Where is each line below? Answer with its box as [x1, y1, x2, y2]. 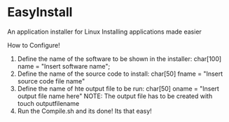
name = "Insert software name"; [17, 62, 111, 70]
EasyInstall [7, 4, 73, 20]
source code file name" [17, 76, 85, 85]
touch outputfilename [17, 99, 80, 107]
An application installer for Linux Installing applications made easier [7, 27, 202, 36]
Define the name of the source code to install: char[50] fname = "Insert [17, 69, 223, 78]
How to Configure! [7, 41, 61, 49]
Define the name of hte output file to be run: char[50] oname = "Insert [17, 84, 219, 93]
